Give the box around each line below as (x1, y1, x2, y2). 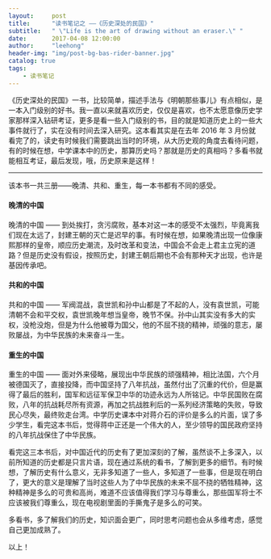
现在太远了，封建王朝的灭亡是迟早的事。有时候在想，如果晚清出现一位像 (15, 229, 256, 239)
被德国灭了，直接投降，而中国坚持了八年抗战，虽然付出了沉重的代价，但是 (8, 380, 256, 389)
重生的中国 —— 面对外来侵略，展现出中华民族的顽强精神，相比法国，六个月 (8, 369, 260, 380)
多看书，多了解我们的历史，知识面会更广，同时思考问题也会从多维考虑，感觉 (8, 515, 263, 525)
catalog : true (8, 57, 56, 65)
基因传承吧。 (8, 260, 51, 270)
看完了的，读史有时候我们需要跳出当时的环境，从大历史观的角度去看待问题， (8, 135, 263, 145)
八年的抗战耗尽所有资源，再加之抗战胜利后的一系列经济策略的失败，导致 (22, 400, 263, 410)
